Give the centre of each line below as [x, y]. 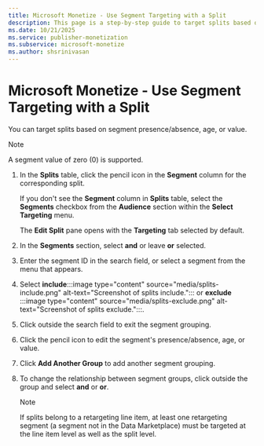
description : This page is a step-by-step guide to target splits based [130, 23]
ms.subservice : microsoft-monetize [66, 45]
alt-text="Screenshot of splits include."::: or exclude [147, 292]
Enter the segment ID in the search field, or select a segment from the [132, 261]
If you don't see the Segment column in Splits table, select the [121, 198]
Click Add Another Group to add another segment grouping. [117, 363]
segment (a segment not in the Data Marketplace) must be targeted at [132, 426]
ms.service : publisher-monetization [68, 37]
